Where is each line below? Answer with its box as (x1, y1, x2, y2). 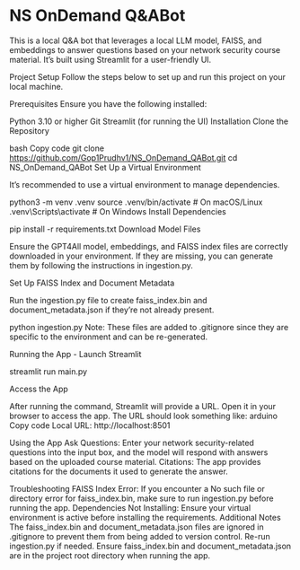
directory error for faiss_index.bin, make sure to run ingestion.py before (9, 493, 274, 504)
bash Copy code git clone (9, 143, 105, 153)
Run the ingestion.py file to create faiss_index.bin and (9, 294, 208, 305)
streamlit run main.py (9, 365, 88, 377)
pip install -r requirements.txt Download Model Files (9, 224, 201, 234)
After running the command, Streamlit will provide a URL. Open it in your (9, 400, 277, 411)
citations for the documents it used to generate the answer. (9, 466, 229, 477)
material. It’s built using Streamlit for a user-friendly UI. (9, 54, 212, 65)
